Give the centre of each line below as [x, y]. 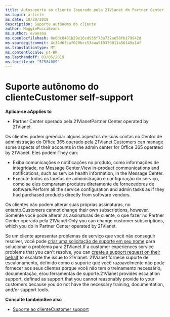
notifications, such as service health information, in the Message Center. [88, 173]
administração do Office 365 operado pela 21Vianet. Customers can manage [84, 142]
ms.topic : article [25, 15]
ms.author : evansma [26, 33]
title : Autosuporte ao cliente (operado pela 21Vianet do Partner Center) [86, 10]
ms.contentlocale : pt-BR [31, 52]
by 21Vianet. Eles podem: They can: [42, 153]
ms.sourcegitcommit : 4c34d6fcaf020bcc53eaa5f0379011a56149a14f [73, 43]
